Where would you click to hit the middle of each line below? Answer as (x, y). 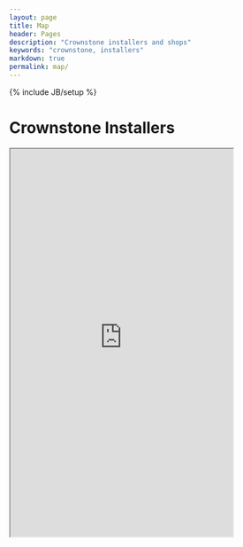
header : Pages (35, 34)
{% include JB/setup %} (53, 92)
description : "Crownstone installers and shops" (100, 42)
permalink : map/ (39, 67)
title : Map (29, 26)
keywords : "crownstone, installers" (76, 51)
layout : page (33, 17)
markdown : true (37, 59)
